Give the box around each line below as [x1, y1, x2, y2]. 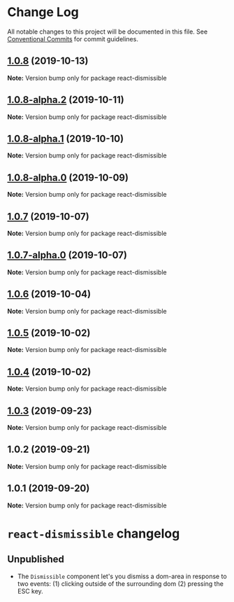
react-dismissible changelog [7, 526, 180, 541]
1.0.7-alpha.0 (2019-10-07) [7, 249, 128, 261]
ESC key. [17, 587, 43, 595]
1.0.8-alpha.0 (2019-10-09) [7, 171, 129, 183]
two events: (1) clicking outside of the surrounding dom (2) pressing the [17, 579, 224, 588]
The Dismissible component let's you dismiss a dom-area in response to [17, 572, 227, 580]
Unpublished [7, 554, 64, 566]
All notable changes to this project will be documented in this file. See [7, 27, 208, 36]
